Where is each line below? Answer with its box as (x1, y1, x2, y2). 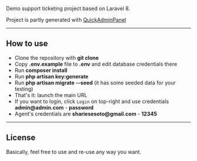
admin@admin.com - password (14, 104, 94, 111)
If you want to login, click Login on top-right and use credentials (14, 98, 169, 105)
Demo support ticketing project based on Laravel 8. (6, 5, 130, 12)
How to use (6, 39, 48, 49)
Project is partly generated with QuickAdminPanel (6, 16, 126, 23)
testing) (14, 85, 33, 93)
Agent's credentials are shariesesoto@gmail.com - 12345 (14, 110, 157, 117)
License (6, 133, 36, 143)
